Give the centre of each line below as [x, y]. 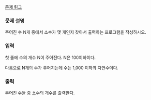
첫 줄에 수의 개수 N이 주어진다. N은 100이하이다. [50, 57]
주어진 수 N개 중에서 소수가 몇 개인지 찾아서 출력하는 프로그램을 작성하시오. [76, 32]
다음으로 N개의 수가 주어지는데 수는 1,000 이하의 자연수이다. [62, 68]
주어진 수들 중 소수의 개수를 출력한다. [40, 93]
